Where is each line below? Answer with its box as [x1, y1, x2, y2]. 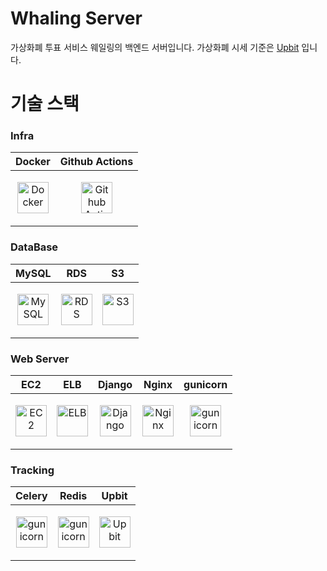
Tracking [10, 463, 55, 477]
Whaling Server [10, 7, 143, 30]
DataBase [10, 240, 59, 254]
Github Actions [59, 155, 134, 169]
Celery [15, 489, 48, 503]
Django [98, 378, 133, 392]
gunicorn [183, 378, 228, 392]
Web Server [10, 352, 70, 366]
